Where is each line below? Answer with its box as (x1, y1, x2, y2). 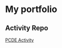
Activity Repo (5, 24, 48, 32)
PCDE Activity (5, 37, 34, 43)
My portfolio (5, 4, 57, 15)
